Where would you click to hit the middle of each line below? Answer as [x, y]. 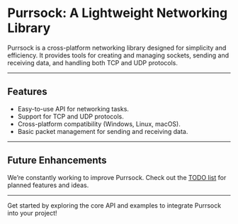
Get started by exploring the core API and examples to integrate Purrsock [114, 205]
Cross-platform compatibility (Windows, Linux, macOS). [99, 124]
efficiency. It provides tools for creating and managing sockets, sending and [118, 55]
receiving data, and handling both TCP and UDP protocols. [93, 62]
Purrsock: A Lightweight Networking [118, 13]
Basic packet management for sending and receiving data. [103, 131]
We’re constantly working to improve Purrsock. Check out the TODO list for [117, 177]
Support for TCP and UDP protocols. [70, 116]
